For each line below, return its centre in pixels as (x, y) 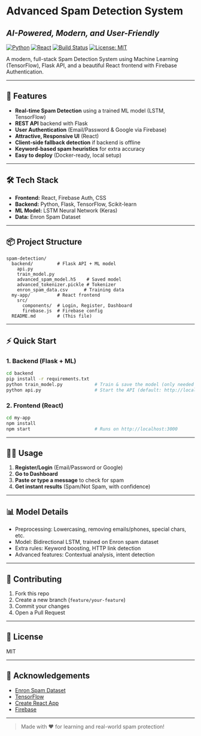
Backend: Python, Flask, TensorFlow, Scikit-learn (76, 204)
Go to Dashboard (36, 474)
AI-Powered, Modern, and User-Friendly (83, 33)
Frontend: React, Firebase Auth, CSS (60, 197)
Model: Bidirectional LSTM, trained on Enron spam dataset (87, 542)
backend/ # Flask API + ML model (64, 264)
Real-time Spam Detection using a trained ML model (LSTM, (90, 110)
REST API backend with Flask (51, 123)
